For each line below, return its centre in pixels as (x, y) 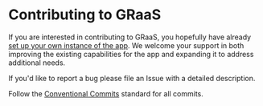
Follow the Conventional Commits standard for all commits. (106, 93)
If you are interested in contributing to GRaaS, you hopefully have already (130, 37)
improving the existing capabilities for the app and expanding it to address (131, 54)
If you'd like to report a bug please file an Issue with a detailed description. (132, 78)
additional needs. (37, 63)
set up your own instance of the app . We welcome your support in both (126, 45)
